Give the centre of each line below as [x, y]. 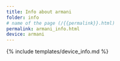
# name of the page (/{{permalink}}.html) [61, 23]
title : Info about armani [39, 12]
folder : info [23, 18]
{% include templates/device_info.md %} [58, 51]
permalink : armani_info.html [43, 29]
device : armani [25, 34]
